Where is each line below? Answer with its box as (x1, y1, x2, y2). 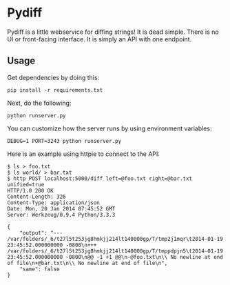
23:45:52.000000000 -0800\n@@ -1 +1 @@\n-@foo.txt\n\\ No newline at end (7, 253, 224, 260)
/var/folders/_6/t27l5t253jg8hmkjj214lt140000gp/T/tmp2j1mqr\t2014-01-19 (7, 235, 224, 242)
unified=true (7, 181, 45, 188)
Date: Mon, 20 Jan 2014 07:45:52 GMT (7, 205, 116, 212)
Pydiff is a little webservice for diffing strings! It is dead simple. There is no (7, 28, 219, 36)
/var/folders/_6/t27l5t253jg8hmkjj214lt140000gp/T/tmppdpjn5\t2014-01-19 (7, 247, 224, 255)
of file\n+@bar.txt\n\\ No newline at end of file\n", (7, 259, 168, 266)
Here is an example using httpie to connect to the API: (7, 150, 160, 158)
